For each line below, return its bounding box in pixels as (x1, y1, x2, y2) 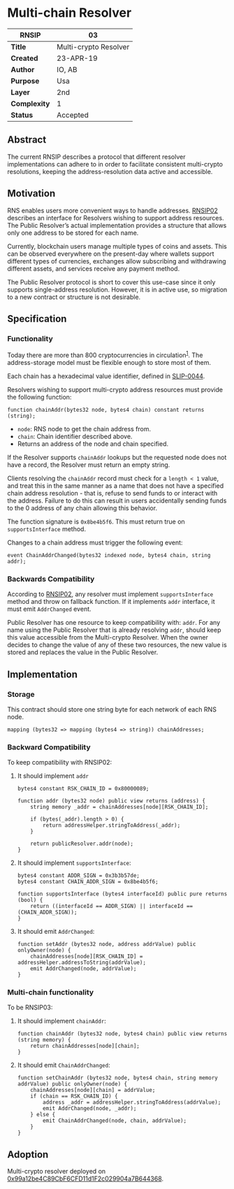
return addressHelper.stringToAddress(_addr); (43, 822, 181, 829)
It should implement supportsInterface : (17, 858, 131, 867)
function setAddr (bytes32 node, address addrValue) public (17, 941, 196, 948)
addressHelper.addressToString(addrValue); (17, 959, 147, 966)
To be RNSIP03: (7, 1003, 53, 1011)
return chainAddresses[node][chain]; (30, 1043, 140, 1050)
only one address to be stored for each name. (7, 229, 139, 237)
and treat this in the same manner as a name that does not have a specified (7, 481, 224, 490)
